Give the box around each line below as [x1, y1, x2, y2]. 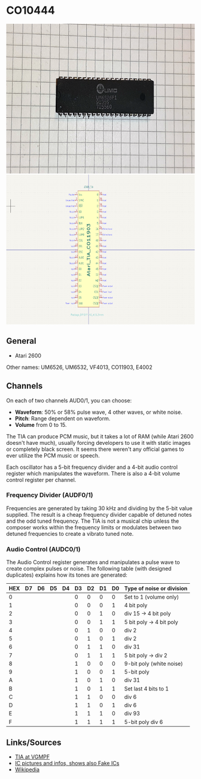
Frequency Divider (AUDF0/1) [6, 491, 93, 499]
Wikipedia [14, 766, 40, 773]
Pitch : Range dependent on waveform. [14, 414, 111, 422]
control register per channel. [6, 476, 77, 483]
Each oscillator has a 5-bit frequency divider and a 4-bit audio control [6, 463, 178, 471]
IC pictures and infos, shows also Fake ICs [14, 759, 120, 766]
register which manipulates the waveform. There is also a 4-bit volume [6, 469, 181, 477]
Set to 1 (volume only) [124, 593, 179, 601]
